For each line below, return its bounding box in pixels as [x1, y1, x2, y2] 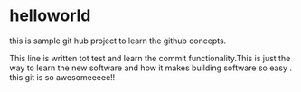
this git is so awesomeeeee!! [9, 71, 116, 82]
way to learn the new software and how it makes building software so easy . [9, 62, 292, 73]
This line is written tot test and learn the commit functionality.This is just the [9, 52, 291, 63]
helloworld [9, 5, 91, 26]
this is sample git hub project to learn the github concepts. [9, 35, 227, 46]
